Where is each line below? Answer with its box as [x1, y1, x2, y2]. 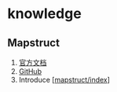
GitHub [18, 67, 42, 75]
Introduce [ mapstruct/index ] [18, 75, 111, 84]
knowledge [7, 5, 82, 23]
